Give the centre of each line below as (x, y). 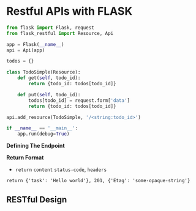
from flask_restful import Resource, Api (60, 33)
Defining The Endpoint (36, 146)
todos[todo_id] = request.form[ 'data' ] (79, 100)
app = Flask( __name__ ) (35, 44)
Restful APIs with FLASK (70, 11)
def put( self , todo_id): (49, 94)
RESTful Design (37, 200)
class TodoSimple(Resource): (43, 72)
